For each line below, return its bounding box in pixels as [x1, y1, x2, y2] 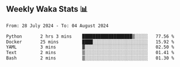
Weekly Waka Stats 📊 [6, 4, 88, 14]
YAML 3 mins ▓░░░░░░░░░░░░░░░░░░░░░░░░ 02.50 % [6, 44, 175, 51]
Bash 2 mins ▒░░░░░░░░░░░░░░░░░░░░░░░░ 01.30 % [6, 55, 175, 61]
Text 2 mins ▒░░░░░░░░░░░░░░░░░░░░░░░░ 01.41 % [6, 50, 175, 56]
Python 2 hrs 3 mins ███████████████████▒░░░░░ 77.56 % [6, 33, 175, 39]
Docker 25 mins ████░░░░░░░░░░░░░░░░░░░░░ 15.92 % [6, 39, 175, 45]
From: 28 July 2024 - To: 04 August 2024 [6, 22, 109, 29]
